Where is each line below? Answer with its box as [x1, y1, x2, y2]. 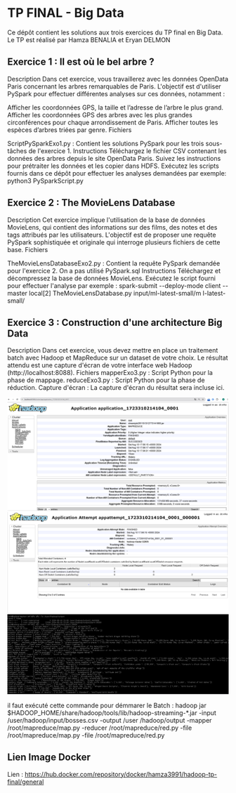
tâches [7, 146, 27, 155]
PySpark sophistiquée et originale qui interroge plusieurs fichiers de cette [7, 237, 221, 247]
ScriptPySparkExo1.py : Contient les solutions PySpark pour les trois [7, 139, 204, 148]
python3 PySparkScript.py [7, 176, 84, 185]
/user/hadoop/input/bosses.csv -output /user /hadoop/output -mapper [7, 716, 212, 724]
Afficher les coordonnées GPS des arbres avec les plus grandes [7, 110, 193, 119]
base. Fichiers [7, 245, 48, 254]
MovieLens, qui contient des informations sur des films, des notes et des [7, 223, 218, 231]
